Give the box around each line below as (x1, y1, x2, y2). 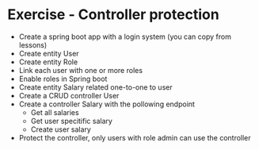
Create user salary (30, 125, 92, 134)
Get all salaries (30, 107, 80, 117)
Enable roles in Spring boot (18, 74, 108, 83)
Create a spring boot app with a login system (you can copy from (18, 32, 231, 41)
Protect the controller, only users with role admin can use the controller (18, 133, 251, 142)
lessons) (18, 40, 48, 49)
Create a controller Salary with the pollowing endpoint (18, 99, 196, 109)
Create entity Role (18, 57, 78, 67)
